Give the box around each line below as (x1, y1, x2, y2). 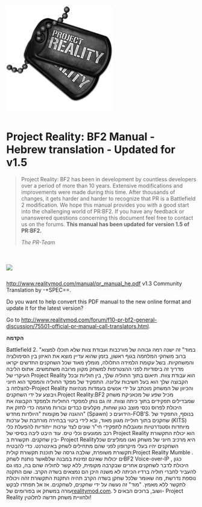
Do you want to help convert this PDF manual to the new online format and (6, 298, 191, 305)
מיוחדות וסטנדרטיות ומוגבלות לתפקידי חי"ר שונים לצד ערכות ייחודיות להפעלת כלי (6, 423, 190, 430)
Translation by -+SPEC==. (6, 286, 71, 294)
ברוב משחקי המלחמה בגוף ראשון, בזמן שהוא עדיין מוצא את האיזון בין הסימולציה (6, 352, 186, 360)
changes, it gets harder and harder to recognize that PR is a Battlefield (21, 195, 196, 202)
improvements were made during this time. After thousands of (21, 189, 175, 196)
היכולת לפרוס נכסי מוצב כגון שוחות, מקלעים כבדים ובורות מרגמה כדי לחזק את (6, 404, 182, 411)
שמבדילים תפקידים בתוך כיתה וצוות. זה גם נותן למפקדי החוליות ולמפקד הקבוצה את (6, 398, 195, 405)
